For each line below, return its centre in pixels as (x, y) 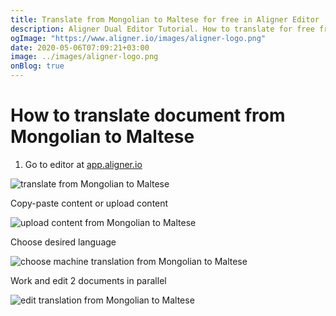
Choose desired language (63, 242)
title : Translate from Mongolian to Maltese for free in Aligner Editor (165, 19)
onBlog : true (37, 66)
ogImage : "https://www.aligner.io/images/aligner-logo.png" (138, 38)
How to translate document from (148, 115)
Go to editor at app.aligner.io (83, 164)
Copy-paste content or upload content (89, 203)
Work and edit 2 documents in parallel (88, 280)
